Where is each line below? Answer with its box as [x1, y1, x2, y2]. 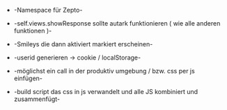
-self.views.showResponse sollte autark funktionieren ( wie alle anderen [13, 19, 221, 27]
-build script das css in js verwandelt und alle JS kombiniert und [13, 88, 198, 95]
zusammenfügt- [13, 95, 61, 103]
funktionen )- [13, 27, 52, 35]
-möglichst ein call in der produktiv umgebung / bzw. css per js [13, 67, 195, 75]
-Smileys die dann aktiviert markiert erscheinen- [13, 40, 153, 48]
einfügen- [13, 74, 43, 82]
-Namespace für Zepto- [13, 6, 83, 14]
